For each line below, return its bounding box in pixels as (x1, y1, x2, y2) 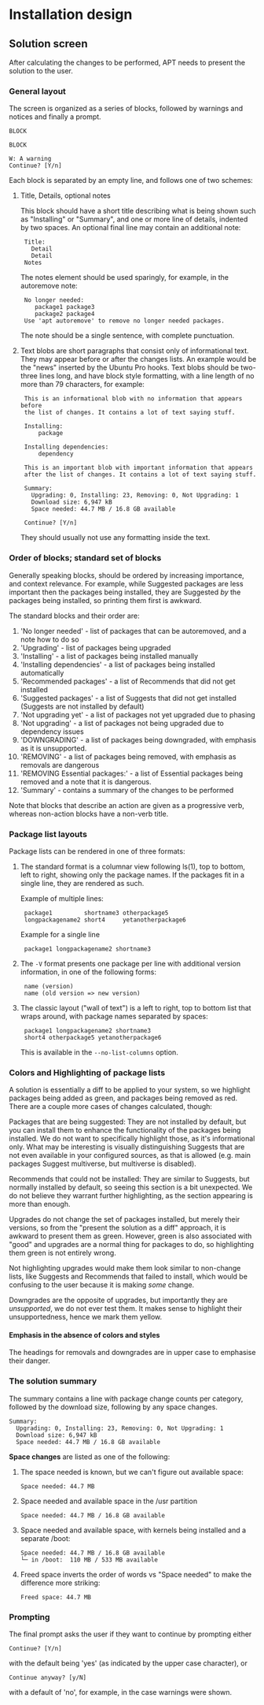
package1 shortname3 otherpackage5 (24, 909, 169, 917)
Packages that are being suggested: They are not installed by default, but (9, 1117, 247, 1126)
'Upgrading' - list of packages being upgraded (20, 642, 171, 652)
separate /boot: (20, 1533, 71, 1543)
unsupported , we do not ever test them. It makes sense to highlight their (9, 1304, 243, 1313)
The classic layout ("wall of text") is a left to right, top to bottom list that (20, 1003, 251, 1012)
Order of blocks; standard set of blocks (9, 553, 162, 564)
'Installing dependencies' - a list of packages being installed (20, 660, 215, 669)
